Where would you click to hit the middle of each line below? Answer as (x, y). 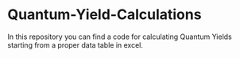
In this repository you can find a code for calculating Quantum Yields (120, 37)
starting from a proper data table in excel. (75, 44)
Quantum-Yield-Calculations (105, 15)
